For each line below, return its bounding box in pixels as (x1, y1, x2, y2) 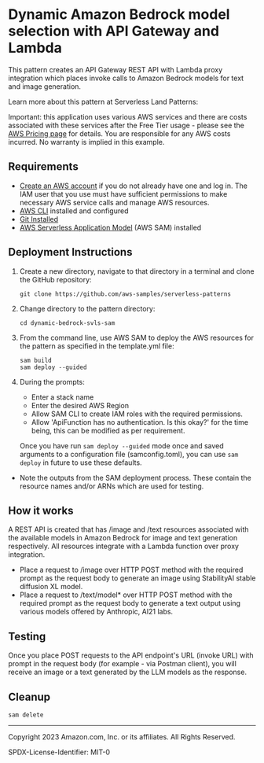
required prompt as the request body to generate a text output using (19, 599, 241, 608)
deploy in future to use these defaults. (19, 458, 143, 467)
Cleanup (8, 690, 51, 703)
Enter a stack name (31, 392, 94, 402)
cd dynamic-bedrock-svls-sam (19, 319, 115, 327)
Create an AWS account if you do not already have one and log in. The (19, 181, 247, 190)
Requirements (8, 160, 79, 174)
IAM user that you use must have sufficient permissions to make (19, 189, 228, 198)
